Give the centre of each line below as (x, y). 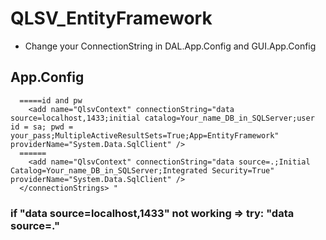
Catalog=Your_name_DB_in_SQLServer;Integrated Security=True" (142, 170)
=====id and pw (51, 100)
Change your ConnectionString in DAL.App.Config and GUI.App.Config (170, 46)
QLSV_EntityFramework (111, 18)
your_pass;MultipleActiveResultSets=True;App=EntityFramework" (145, 135)
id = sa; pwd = (42, 127)
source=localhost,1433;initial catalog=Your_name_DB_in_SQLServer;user (162, 118)
